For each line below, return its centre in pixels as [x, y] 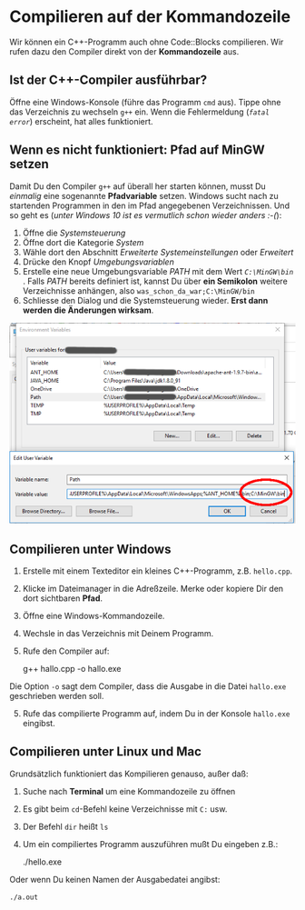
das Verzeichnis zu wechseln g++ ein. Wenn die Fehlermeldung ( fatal [139, 112]
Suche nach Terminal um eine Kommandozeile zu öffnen [129, 791]
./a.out [24, 897]
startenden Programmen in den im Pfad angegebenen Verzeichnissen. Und [150, 205]
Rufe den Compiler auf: [66, 651]
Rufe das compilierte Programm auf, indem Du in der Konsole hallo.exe [156, 714]
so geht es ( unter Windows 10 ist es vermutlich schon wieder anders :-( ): [146, 215]
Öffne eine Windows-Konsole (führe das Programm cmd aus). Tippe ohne [145, 102]
